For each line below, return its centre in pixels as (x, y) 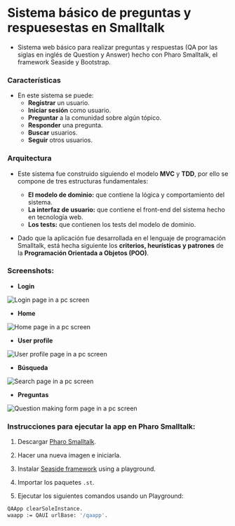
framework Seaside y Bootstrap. (64, 62)
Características (34, 80)
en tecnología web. (55, 217)
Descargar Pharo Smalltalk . (57, 442)
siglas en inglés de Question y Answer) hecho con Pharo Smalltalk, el (117, 55)
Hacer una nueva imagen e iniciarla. (69, 455)
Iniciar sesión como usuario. (69, 111)
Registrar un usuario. (59, 103)
